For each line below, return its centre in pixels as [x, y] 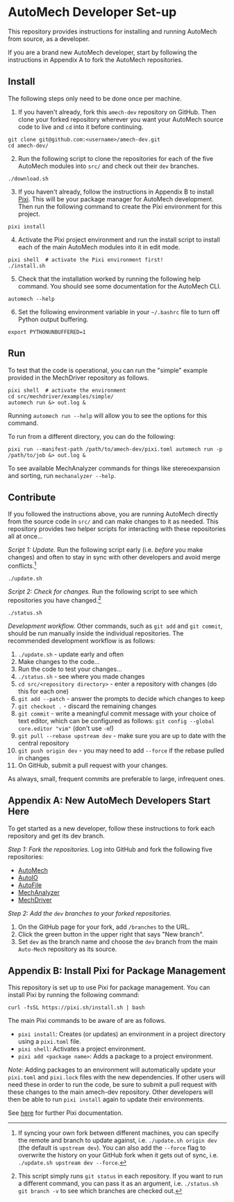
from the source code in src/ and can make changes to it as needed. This [113, 522]
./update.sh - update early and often [71, 654]
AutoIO [28, 877]
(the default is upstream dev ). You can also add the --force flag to [112, 1148]
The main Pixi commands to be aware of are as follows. [87, 1021]
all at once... [25, 537]
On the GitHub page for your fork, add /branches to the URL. [104, 927]
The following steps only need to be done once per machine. [95, 98]
